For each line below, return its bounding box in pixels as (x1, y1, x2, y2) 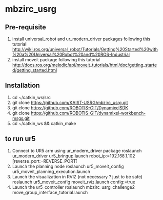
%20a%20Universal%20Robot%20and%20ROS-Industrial (12, 51, 130, 57)
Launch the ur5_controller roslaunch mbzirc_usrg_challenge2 (12, 184, 135, 190)
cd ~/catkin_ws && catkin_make (12, 120, 77, 126)
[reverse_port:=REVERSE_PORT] (12, 158, 78, 164)
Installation (5, 81, 40, 90)
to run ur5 (5, 135, 36, 143)
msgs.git (12, 115, 30, 121)
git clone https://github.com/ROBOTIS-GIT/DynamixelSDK (12, 104, 128, 111)
